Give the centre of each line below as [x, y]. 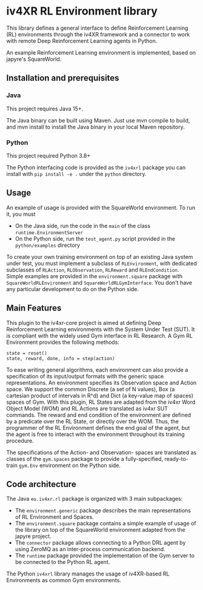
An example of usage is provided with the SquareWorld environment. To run [101, 207]
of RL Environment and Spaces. [54, 517]
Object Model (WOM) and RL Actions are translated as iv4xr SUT [87, 408]
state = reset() [27, 353]
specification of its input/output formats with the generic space [85, 376]
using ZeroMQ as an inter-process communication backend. [90, 549]
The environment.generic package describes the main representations [103, 511]
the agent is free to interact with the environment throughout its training [95, 434]
